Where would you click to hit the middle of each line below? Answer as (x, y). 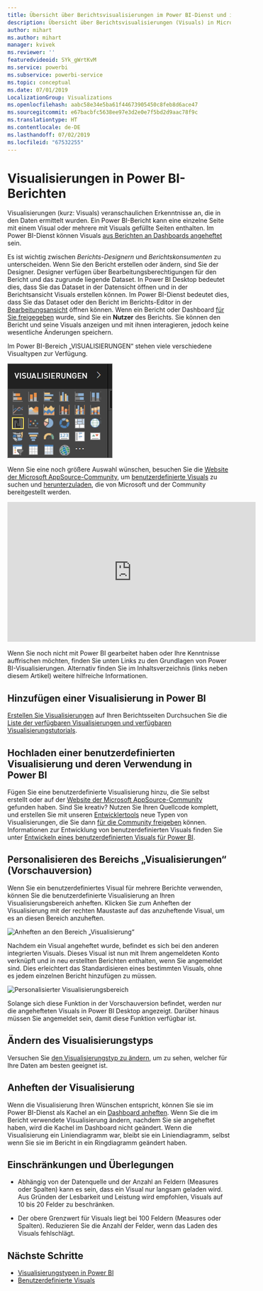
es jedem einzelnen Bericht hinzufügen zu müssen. (82, 976)
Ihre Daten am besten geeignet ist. (58, 1065)
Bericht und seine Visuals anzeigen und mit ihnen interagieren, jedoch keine (118, 325)
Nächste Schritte (45, 1256)
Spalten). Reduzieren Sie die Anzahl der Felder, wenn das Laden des (117, 1226)
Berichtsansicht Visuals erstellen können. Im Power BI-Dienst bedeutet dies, (118, 295)
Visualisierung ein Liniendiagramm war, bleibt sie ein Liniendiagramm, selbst (119, 1135)
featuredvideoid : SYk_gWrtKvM (52, 60)
